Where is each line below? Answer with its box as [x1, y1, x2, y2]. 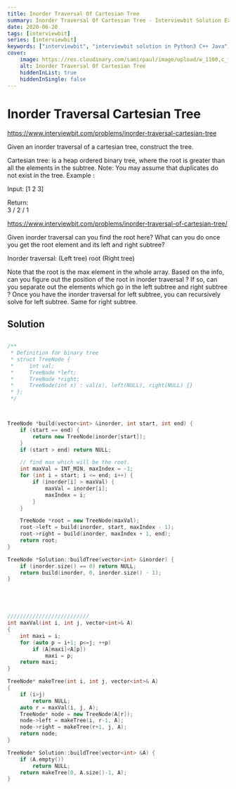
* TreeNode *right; [10, 375, 80, 383]
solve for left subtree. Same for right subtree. [7, 298, 138, 306]
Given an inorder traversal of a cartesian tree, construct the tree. [7, 143, 194, 151]
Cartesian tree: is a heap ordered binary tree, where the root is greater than [7, 156, 225, 165]
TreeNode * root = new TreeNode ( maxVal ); [20, 517, 140, 524]
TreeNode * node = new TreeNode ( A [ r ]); [20, 710, 133, 717]
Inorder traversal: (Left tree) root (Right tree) [7, 254, 135, 263]
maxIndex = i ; [44, 491, 86, 499]
